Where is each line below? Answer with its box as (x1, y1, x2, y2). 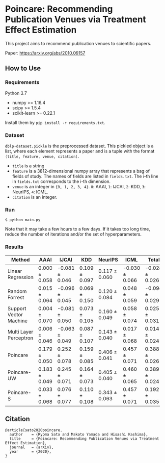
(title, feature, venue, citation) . (5, 153, 80, 159)
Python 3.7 (5, 90, 27, 96)
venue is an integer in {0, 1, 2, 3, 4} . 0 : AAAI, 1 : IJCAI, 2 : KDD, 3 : (12, 183, 146, 189)
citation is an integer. (12, 194, 57, 200)
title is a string (12, 163, 45, 169)
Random (7, 288, 27, 295)
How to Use (5, 64, 41, 73)
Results (5, 244, 24, 251)
